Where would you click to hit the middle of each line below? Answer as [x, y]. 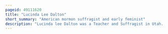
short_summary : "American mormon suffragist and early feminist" [75, 19]
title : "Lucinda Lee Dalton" [36, 14]
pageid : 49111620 [23, 10]
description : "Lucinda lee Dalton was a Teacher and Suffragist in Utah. [85, 24]
